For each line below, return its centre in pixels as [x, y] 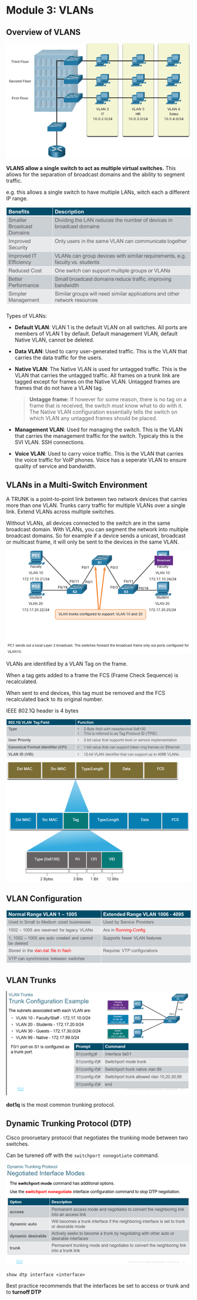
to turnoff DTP [24, 1292]
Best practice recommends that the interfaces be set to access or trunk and [98, 1286]
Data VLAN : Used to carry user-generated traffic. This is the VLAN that [101, 352]
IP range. [17, 198]
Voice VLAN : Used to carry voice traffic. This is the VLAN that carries [99, 454]
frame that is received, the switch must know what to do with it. [106, 406]
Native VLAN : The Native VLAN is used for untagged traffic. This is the [101, 369]
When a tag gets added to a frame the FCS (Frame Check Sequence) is [92, 675]
